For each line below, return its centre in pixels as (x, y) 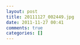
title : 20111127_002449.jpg (40, 17)
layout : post (22, 11)
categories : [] (25, 33)
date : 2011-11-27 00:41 (35, 22)
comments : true (25, 28)
